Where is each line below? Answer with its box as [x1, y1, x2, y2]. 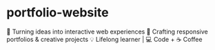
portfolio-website [6, 5, 109, 21]
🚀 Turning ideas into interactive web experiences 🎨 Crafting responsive [6, 27, 208, 36]
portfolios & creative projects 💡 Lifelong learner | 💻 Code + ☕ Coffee [6, 35, 203, 43]
